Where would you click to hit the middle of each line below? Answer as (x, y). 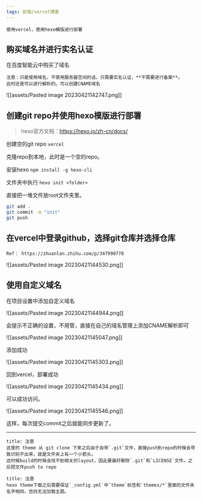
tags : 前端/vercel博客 (33, 12)
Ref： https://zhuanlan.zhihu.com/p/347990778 (65, 254)
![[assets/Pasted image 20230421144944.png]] (65, 313)
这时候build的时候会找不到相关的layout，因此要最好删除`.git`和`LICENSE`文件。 (97, 461)
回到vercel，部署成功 (32, 374)
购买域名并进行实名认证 (50, 50)
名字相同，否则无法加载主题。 (38, 492)
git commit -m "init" (33, 212)
